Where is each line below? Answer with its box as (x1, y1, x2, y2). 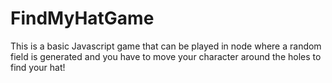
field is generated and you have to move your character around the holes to (10, 50, 322, 62)
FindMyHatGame (10, 7, 155, 30)
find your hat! (10, 61, 66, 73)
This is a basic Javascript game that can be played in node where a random (10, 40, 322, 52)
